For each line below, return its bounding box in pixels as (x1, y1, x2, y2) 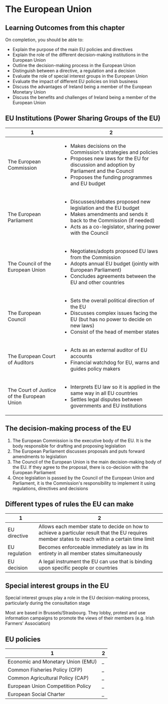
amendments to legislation (12, 453, 67, 459)
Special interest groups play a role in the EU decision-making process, (5, 595, 150, 601)
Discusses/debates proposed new (70, 198, 151, 205)
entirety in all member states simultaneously (38, 550, 142, 557)
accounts (70, 353, 92, 360)
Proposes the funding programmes (70, 174, 152, 181)
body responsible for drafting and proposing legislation (12, 443, 126, 449)
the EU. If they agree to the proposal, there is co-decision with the (12, 464, 148, 470)
